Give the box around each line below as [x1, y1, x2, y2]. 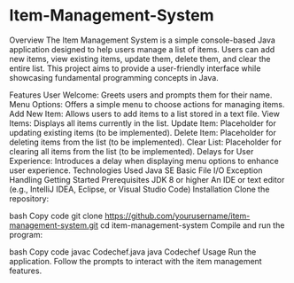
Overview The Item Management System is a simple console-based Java [9, 35, 276, 45]
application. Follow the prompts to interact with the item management [9, 255, 263, 266]
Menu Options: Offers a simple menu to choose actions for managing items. [9, 98, 285, 109]
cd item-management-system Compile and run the [100, 219, 285, 231]
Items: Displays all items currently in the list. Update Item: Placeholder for [9, 117, 276, 129]
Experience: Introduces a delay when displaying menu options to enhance [9, 155, 279, 166]
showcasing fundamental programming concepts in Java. [9, 72, 219, 83]
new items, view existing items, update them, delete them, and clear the [9, 53, 272, 64]
